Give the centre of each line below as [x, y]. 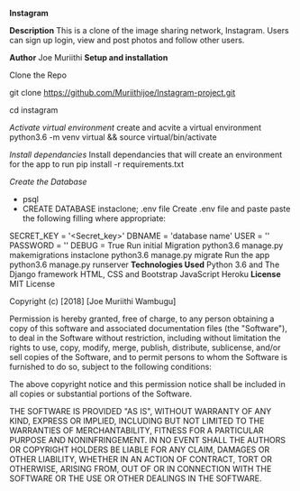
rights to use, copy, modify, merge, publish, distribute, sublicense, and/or [145, 347]
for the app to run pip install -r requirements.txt [97, 164]
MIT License [32, 284]
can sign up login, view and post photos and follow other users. [127, 40]
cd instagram [34, 110]
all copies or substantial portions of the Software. [100, 394]
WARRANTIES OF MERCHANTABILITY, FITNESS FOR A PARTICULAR [136, 431]
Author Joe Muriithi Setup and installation [89, 57]
